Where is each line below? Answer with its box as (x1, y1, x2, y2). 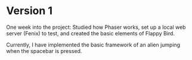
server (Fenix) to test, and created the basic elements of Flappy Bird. (6, 29, 175, 36)
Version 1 (6, 4, 52, 18)
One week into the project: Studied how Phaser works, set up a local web (6, 24, 186, 31)
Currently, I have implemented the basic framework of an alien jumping (6, 41, 181, 48)
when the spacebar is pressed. (6, 47, 82, 54)
